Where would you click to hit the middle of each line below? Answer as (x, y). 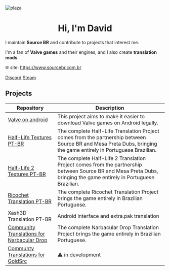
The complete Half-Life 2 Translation (102, 158)
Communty (21, 248)
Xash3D (17, 213)
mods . (12, 57)
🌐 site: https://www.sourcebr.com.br (44, 67)
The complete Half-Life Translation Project (108, 131)
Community (22, 227)
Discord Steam (21, 77)
